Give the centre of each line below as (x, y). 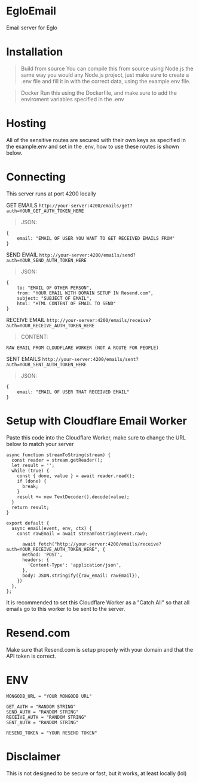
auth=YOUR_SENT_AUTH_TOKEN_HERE (46, 365)
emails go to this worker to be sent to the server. (66, 609)
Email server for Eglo (32, 28)
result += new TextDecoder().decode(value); (73, 497)
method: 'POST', (42, 555)
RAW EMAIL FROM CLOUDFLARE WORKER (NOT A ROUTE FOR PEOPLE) (83, 348)
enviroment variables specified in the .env (72, 99)
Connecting (36, 177)
